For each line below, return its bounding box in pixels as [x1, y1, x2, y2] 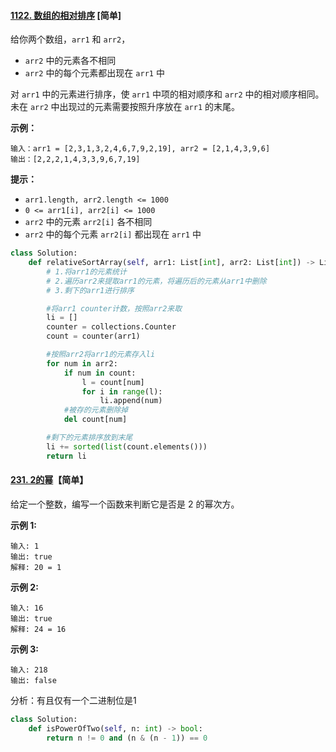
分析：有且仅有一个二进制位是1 [10, 694, 137, 706]
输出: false [10, 675, 57, 685]
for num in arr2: [46, 358, 118, 369]
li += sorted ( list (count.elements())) [46, 441, 208, 452]
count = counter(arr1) [46, 331, 141, 342]
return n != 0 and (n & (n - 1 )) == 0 [46, 733, 208, 743]
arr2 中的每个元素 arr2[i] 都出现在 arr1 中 [24, 228, 202, 240]
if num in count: [63, 368, 137, 378]
